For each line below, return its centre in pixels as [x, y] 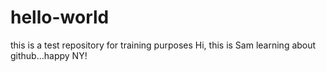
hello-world [60, 17]
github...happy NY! [49, 55]
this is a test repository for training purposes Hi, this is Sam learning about [163, 45]
